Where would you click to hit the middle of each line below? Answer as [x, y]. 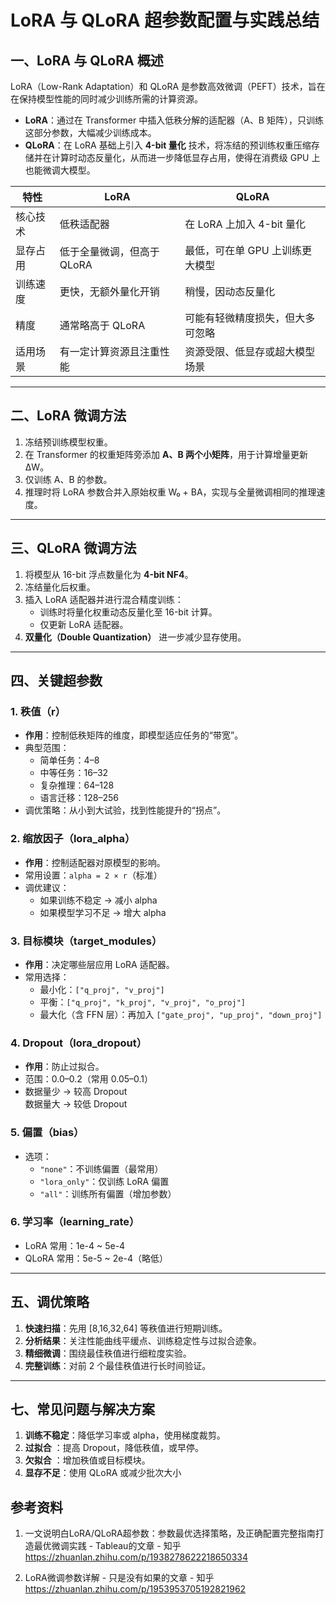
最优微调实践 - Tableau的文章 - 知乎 [107, 1546]
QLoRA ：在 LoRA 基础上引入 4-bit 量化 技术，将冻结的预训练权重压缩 [168, 145]
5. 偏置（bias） [47, 1133]
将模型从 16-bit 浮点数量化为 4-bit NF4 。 [109, 574]
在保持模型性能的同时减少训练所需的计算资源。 [106, 99]
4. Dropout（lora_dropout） [79, 1043]
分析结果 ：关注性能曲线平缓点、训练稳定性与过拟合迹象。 [143, 1340]
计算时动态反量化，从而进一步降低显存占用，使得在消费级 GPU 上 [186, 157]
